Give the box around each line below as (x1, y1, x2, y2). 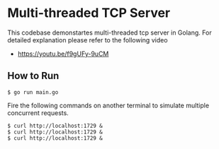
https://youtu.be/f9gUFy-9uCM (17, 49, 109, 58)
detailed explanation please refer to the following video (7, 35, 168, 44)
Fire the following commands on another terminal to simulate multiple (7, 101, 210, 109)
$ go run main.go (7, 88, 59, 96)
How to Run (7, 70, 60, 82)
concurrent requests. (7, 108, 69, 117)
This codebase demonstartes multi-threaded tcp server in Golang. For (7, 28, 212, 37)
